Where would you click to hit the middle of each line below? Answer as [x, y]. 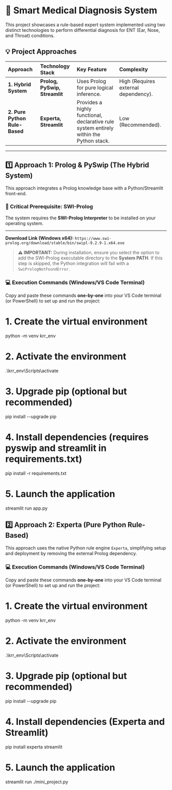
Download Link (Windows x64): [39, 238]
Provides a [89, 102]
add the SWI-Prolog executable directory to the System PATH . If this [90, 258]
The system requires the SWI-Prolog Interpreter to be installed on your [81, 218]
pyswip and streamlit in [56, 448]
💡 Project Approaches [41, 52]
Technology [55, 66]
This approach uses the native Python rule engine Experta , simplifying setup [86, 548]
